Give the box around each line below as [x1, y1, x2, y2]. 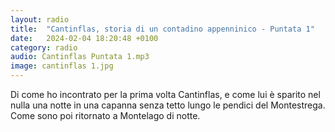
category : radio [10, 42, 78, 53]
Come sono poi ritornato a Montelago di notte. [10, 110, 201, 121]
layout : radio [10, 14, 70, 25]
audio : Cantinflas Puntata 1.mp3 [10, 52, 150, 62]
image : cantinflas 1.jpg [10, 61, 114, 71]
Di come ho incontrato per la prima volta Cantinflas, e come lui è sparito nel [10, 89, 321, 100]
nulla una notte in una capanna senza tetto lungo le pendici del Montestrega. [10, 99, 326, 111]
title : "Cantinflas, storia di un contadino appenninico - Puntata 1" [10, 24, 315, 34]
